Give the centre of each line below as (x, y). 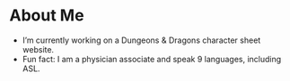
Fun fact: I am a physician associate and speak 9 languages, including (152, 59)
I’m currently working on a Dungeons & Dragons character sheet (141, 40)
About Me (47, 16)
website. (38, 49)
